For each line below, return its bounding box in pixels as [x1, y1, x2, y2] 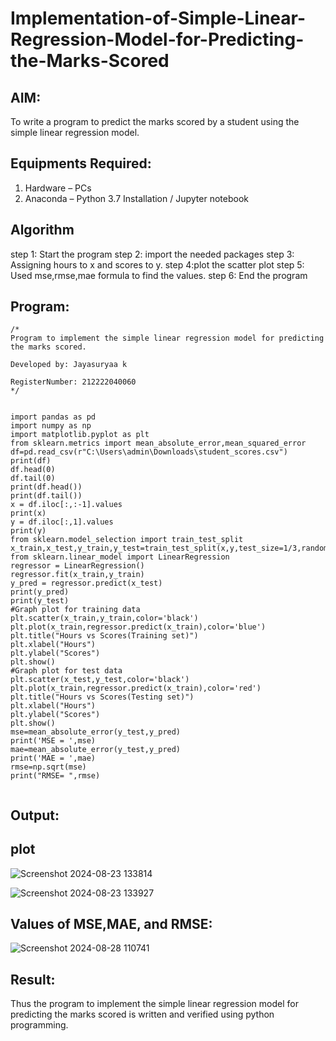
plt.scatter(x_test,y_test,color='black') [10, 675, 190, 685]
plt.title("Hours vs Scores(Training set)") [10, 631, 199, 641]
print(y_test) [10, 596, 70, 606]
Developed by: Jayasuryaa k [10, 360, 128, 370]
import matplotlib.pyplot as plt [10, 430, 150, 440]
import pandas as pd [10, 412, 97, 422]
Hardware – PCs [24, 182, 92, 194]
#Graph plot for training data [10, 605, 141, 615]
